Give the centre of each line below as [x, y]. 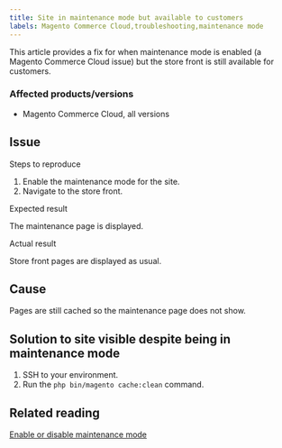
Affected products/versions [72, 94]
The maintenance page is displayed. [77, 225]
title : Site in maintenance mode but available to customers [127, 18]
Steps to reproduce [45, 164]
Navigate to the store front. [73, 191]
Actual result [33, 243]
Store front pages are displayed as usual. [86, 261]
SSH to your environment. [70, 375]
